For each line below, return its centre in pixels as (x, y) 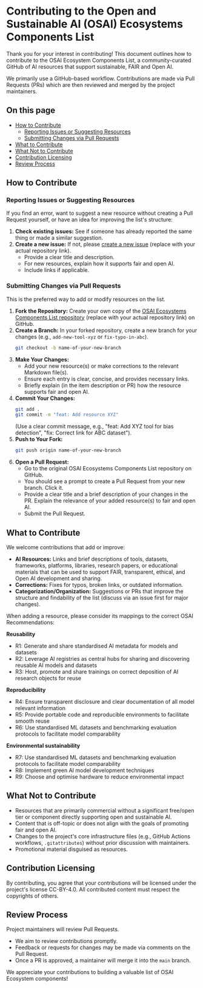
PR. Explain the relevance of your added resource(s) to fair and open (110, 501)
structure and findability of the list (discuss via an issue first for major (102, 598)
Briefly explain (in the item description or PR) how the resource (102, 385)
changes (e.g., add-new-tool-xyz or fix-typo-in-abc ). (82, 337)
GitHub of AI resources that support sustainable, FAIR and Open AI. (90, 66)
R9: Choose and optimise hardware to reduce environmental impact (99, 777)
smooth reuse (32, 721)
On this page (31, 110)
